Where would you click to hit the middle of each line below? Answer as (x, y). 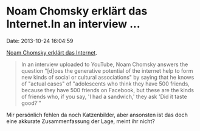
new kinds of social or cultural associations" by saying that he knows (108, 77)
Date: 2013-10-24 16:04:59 (40, 41)
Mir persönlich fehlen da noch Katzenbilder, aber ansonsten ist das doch (97, 115)
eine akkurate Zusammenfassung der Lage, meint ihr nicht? (81, 121)
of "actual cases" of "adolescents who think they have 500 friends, (105, 84)
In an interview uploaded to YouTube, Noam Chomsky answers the (105, 64)
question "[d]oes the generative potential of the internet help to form (107, 70)
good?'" (31, 103)
